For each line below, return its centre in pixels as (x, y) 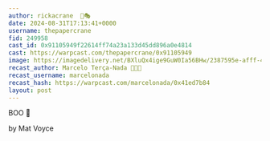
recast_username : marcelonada (59, 75)
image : (19, 61)
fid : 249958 (28, 38)
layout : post (30, 90)
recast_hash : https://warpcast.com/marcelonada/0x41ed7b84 (109, 83)
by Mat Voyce (31, 128)
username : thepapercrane (50, 30)
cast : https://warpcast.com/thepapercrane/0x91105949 (100, 53)
